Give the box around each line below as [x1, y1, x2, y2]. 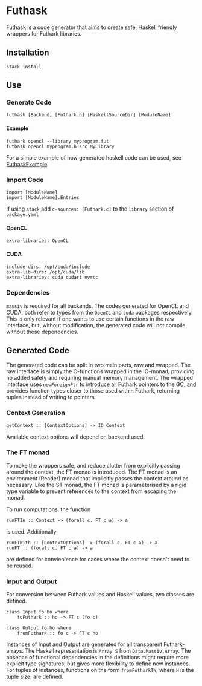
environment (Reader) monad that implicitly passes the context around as [6, 475, 189, 482]
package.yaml [6, 211, 39, 218]
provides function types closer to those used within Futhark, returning [6, 387, 180, 394]
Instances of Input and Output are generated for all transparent [6, 641, 163, 648]
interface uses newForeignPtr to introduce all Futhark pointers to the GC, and [6, 381, 197, 388]
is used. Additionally [6, 528, 57, 535]
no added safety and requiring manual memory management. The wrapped [6, 374, 194, 382]
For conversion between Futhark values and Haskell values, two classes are [6, 591, 195, 598]
